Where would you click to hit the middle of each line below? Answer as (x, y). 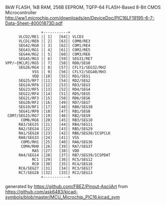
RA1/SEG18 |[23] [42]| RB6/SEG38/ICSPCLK (64, 133)
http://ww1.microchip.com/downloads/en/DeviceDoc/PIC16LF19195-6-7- (80, 18)
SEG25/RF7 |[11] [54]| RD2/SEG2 (54, 81)
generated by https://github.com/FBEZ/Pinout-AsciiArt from (67, 186)
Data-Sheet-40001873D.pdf (34, 23)
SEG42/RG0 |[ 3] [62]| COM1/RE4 (54, 46)
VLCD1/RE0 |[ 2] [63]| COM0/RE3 (54, 41)
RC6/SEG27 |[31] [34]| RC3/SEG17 (55, 168)
